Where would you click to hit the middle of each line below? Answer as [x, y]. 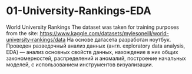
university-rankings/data [36, 39]
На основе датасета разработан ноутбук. [119, 39]
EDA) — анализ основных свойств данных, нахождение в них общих [92, 52]
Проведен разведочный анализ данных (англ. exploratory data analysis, [96, 46]
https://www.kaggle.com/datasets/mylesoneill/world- [104, 33]
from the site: [22, 33]
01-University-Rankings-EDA [79, 11]
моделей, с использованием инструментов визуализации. [80, 64]
